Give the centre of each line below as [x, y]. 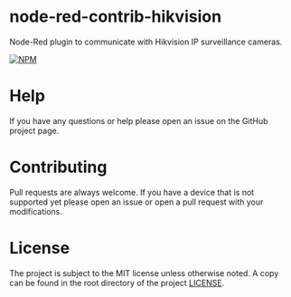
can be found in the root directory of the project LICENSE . [117, 283]
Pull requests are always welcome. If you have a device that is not [132, 192]
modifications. [36, 211]
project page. [34, 130]
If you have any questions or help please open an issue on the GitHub [139, 120]
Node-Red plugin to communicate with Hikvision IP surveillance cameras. [146, 42]
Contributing [58, 167]
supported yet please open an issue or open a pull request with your [136, 202]
